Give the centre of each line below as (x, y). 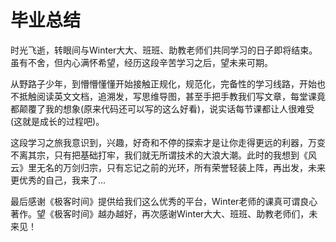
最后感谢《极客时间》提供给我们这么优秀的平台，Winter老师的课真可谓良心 (164, 201)
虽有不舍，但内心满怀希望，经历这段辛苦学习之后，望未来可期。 (141, 62)
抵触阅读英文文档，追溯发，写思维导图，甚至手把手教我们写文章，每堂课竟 (172, 96)
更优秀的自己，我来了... (58, 180)
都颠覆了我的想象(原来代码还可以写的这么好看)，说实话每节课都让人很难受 (162, 108)
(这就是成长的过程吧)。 (57, 121)
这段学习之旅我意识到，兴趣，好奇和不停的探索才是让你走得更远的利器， (159, 142)
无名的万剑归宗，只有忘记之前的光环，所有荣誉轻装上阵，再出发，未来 (181, 167)
